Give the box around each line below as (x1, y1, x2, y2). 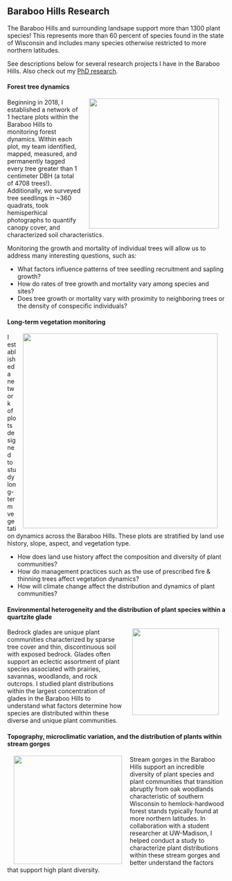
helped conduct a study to (130, 836, 205, 844)
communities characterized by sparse (7, 636, 116, 644)
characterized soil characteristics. (7, 231, 104, 239)
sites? (17, 287, 35, 295)
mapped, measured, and (7, 150, 78, 158)
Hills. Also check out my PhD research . (7, 67, 118, 75)
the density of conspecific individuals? (17, 302, 127, 311)
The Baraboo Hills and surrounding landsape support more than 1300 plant (7, 24, 220, 32)
